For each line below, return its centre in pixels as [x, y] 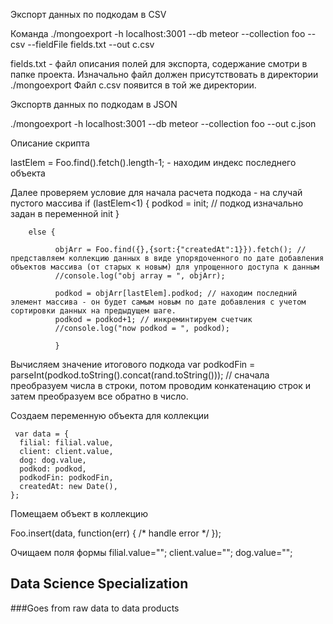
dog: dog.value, [53, 460]
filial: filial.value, [66, 443]
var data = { [42, 434]
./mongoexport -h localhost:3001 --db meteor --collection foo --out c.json [163, 123]
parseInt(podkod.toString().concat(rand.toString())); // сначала [140, 375]
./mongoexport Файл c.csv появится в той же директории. [133, 85]
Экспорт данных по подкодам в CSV [88, 14]
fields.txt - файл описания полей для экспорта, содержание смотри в [159, 63]
